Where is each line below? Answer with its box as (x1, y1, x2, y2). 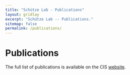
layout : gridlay (5, 12, 39, 17)
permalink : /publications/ (5, 26, 62, 31)
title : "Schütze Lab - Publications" (5, 7, 85, 12)
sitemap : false (5, 21, 37, 26)
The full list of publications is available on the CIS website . (5, 64, 126, 70)
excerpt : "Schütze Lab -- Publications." (5, 16, 94, 21)
